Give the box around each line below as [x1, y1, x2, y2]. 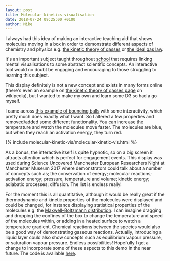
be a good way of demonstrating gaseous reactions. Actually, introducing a [5, 229, 162, 235]
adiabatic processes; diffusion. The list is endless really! [5, 181, 122, 188]
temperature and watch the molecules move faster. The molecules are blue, [5, 124, 163, 130]
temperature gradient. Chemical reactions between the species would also [5, 223, 161, 230]
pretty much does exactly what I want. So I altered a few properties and [5, 114, 154, 120]
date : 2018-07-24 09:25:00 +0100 [5, 17, 76, 22]
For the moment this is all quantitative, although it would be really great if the [5, 191, 165, 198]
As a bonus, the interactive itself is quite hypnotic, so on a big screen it [5, 149, 153, 155]
